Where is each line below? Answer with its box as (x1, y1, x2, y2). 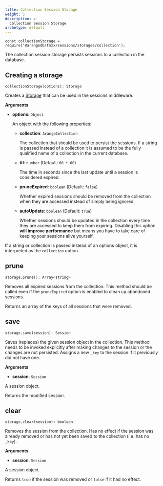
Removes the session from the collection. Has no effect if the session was (5, 428, 154, 434)
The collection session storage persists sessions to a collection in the (5, 52, 145, 58)
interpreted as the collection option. (5, 247, 79, 253)
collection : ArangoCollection (19, 130, 78, 136)
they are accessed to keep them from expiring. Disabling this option (19, 222, 156, 228)
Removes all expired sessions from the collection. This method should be (5, 283, 152, 289)
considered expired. (19, 174, 60, 180)
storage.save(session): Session (5, 331, 71, 335)
